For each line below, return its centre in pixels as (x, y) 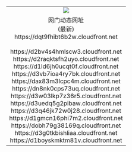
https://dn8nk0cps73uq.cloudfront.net (66, 88)
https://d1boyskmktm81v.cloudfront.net (66, 140)
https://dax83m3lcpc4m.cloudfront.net (66, 81)
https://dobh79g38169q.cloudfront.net (66, 125)
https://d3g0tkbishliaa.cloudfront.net (66, 132)
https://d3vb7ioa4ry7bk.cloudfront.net (66, 73)
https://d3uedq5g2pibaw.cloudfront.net (66, 103)
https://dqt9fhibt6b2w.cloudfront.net (66, 37)
